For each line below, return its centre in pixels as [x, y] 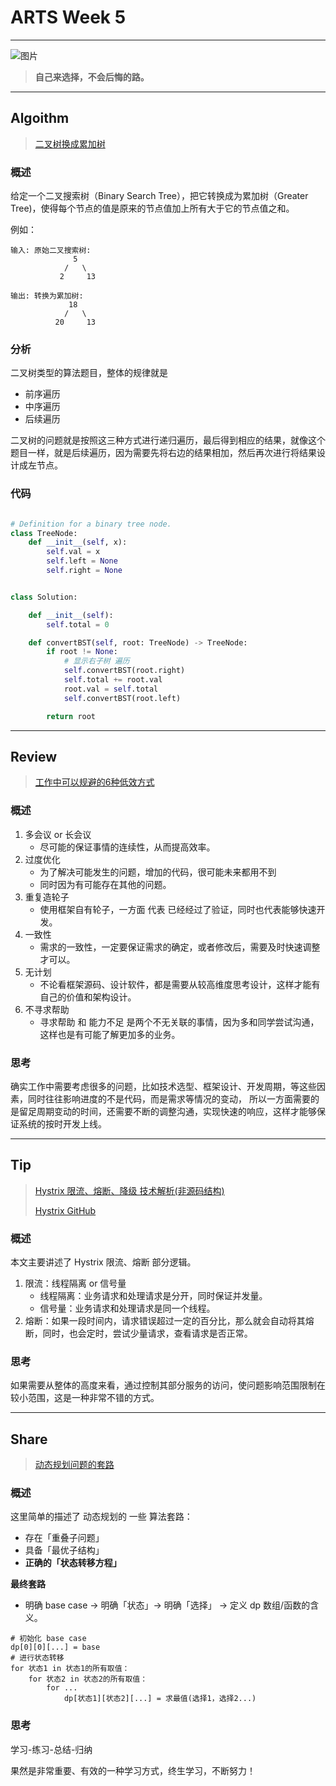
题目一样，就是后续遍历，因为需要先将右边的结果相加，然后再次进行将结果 [163, 453]
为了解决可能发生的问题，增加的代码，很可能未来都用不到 [158, 872]
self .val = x [73, 552]
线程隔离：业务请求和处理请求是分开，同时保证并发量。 [153, 1296]
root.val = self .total [111, 689]
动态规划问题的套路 [74, 1465]
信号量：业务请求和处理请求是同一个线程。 [127, 1308]
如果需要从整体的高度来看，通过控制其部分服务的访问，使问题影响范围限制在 [168, 1385]
